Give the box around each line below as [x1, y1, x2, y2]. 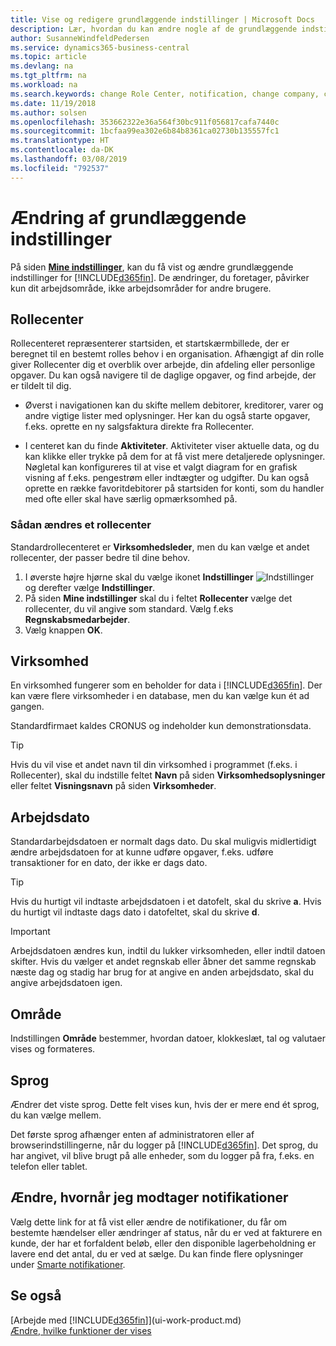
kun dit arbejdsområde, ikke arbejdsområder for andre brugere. [10, 282, 272, 294]
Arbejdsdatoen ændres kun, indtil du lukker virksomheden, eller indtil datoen [10, 945, 326, 957]
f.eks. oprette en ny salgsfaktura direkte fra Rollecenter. [24, 421, 255, 433]
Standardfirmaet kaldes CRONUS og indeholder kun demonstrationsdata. [10, 720, 312, 732]
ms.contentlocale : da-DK [10, 145, 114, 155]
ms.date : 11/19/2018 [10, 98, 97, 108]
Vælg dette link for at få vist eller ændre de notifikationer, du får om [10, 1216, 288, 1228]
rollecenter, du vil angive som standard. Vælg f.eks [24, 602, 234, 615]
